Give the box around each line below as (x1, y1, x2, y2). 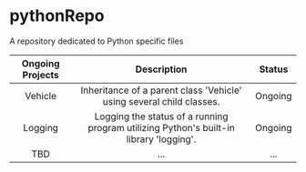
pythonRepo (9, 5, 105, 26)
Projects (22, 68, 59, 81)
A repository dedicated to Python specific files (9, 35, 184, 46)
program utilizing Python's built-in (87, 121, 235, 134)
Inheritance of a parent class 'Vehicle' (80, 84, 243, 96)
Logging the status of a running (94, 110, 229, 123)
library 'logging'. (126, 133, 197, 146)
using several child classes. (102, 95, 220, 107)
